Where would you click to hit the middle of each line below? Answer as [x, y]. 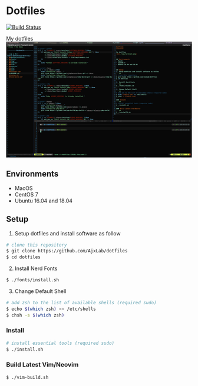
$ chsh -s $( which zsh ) [35, 315]
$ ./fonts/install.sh [33, 280]
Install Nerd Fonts [36, 268]
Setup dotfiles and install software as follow [67, 233]
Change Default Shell [40, 291]
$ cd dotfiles [24, 257]
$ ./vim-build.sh [27, 378]
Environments [32, 174]
